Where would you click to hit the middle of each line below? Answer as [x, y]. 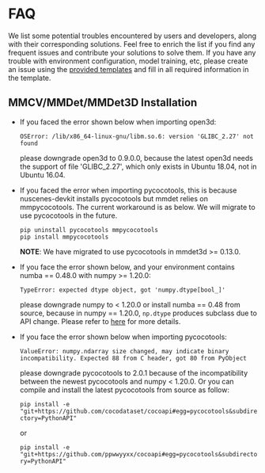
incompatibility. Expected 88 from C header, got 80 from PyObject [133, 358]
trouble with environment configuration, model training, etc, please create [128, 61]
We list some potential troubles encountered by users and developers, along [132, 36]
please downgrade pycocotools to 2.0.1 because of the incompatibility [134, 372]
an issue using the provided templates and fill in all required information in [129, 69]
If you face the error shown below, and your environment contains [127, 267]
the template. [30, 78]
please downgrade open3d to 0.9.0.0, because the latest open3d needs [136, 158]
